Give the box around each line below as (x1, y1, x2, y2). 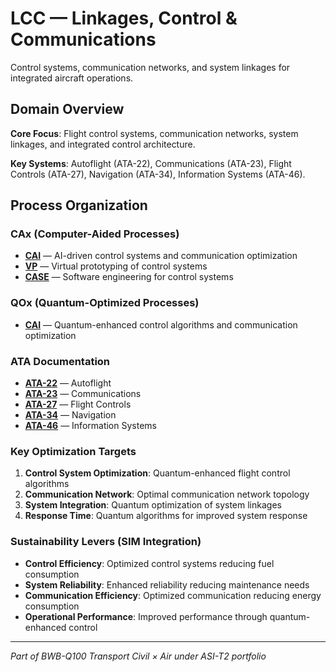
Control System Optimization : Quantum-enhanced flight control (24, 467, 291, 479)
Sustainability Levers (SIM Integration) (10, 535, 202, 549)
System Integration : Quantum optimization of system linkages (24, 499, 282, 511)
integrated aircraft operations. (10, 72, 134, 84)
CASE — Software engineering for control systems (24, 271, 234, 283)
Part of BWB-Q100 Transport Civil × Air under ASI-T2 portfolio (10, 650, 267, 662)
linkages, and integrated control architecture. (10, 138, 196, 150)
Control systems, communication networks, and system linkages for (10, 61, 291, 73)
